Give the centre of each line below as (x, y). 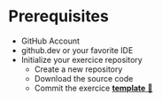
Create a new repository (78, 69)
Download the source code (84, 78)
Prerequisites (59, 16)
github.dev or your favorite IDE (77, 50)
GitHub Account (50, 41)
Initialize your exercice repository (81, 59)
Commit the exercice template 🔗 (93, 88)
